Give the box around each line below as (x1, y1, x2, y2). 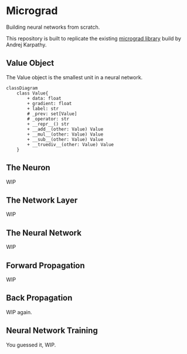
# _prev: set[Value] (27, 110, 77, 117)
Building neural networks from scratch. (6, 23, 100, 31)
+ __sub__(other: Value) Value (27, 136, 104, 142)
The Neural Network (6, 228, 82, 238)
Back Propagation (6, 293, 73, 303)
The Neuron (6, 163, 51, 173)
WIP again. (6, 308, 32, 315)
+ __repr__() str (27, 121, 69, 127)
